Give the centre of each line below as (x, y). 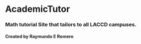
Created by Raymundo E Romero (39, 36)
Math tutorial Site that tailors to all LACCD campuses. (71, 25)
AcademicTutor (38, 9)
